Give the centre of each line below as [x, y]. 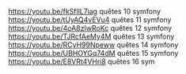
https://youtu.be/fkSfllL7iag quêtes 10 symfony [84, 11]
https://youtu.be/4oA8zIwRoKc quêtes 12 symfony [90, 28]
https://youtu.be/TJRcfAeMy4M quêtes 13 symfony [91, 36]
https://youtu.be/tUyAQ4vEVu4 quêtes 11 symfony [90, 20]
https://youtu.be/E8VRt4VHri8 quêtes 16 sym [82, 61]
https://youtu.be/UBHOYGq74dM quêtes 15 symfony [93, 53]
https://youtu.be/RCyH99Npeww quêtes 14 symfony [93, 45]
